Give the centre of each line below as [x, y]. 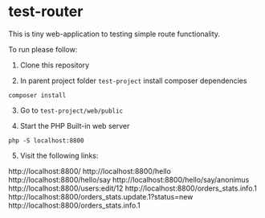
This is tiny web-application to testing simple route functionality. [114, 34]
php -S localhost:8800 [46, 140]
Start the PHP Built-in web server [75, 125]
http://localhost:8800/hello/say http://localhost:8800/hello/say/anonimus [129, 179]
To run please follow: [43, 49]
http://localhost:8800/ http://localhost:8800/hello [90, 171]
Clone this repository [55, 65]
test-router [46, 12]
